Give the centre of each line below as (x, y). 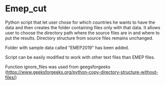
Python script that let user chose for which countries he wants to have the (80, 22)
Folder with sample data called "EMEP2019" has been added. (67, 47)
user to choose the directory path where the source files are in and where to (82, 33)
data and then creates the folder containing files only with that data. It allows (83, 27)
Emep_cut (26, 9)
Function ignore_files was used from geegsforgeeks (58, 67)
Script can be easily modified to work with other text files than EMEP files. (80, 57)
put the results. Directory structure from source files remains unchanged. (79, 38)
